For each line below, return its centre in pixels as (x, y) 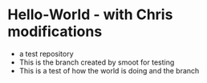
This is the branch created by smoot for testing (97, 62)
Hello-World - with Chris (90, 15)
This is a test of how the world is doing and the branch (109, 70)
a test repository (46, 53)
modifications (55, 32)
